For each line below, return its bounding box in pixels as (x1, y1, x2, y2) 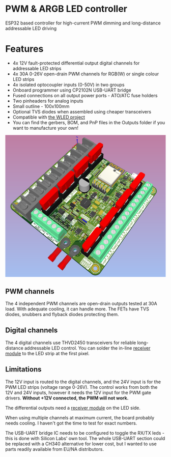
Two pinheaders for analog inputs (12, 98, 83, 104)
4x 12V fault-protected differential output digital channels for (12, 60, 140, 66)
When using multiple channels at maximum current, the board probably (5, 414, 155, 420)
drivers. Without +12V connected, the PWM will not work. (5, 395, 129, 401)
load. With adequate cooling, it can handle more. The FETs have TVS (5, 306, 149, 312)
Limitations (5, 365, 42, 374)
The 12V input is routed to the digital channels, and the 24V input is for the (5, 379, 161, 385)
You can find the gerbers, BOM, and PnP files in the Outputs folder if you (12, 119, 165, 125)
